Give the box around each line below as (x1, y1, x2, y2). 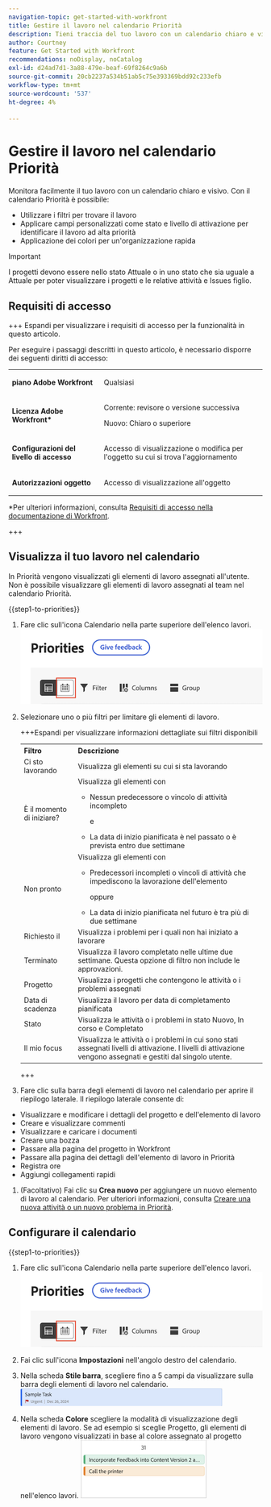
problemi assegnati (77, 984, 141, 993)
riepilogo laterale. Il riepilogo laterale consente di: (19, 1093, 185, 1104)
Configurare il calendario (8, 1226, 137, 1239)
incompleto (90, 801, 127, 810)
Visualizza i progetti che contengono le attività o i (77, 976, 241, 985)
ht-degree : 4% (8, 98, 56, 106)
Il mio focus (23, 1043, 63, 1053)
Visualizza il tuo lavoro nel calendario (8, 550, 200, 564)
